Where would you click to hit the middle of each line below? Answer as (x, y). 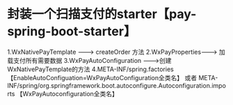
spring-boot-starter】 (72, 31)
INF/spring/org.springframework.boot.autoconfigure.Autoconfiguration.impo (116, 85)
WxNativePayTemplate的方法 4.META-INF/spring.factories (90, 69)
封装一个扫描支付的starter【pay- (102, 14)
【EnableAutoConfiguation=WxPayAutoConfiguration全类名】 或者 (102, 77)
